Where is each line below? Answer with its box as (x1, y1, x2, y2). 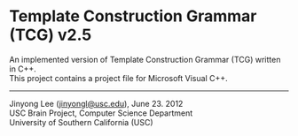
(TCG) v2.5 (9, 25, 92, 45)
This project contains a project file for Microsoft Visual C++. (9, 72, 228, 83)
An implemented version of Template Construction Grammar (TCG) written (9, 54, 281, 64)
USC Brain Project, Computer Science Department (9, 108, 193, 118)
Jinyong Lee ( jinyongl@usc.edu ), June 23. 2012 (9, 98, 184, 109)
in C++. (9, 64, 37, 74)
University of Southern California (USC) (9, 117, 153, 127)
